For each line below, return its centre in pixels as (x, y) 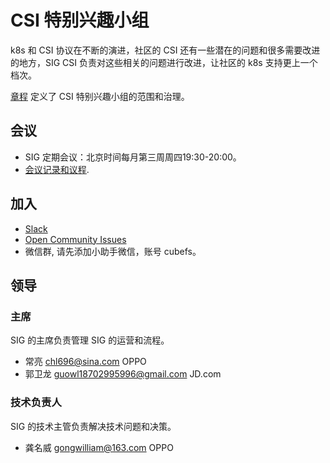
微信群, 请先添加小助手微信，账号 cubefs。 (113, 251)
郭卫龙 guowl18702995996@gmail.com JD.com (123, 374)
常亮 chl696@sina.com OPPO (85, 362)
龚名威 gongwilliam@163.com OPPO (99, 447)
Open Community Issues (75, 239)
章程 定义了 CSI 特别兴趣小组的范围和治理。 (100, 96)
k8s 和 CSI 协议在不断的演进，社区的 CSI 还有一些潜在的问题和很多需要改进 (165, 50)
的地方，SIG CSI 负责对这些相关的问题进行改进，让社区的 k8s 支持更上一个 (164, 62)
